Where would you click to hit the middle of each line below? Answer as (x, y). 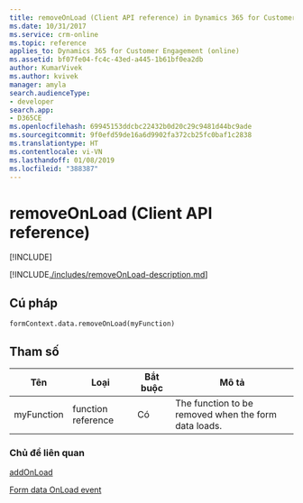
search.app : (32, 110)
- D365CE (26, 118)
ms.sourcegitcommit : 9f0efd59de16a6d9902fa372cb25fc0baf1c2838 (131, 135)
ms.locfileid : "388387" (54, 169)
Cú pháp (34, 303)
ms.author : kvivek (44, 77)
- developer (32, 101)
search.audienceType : (50, 93)
